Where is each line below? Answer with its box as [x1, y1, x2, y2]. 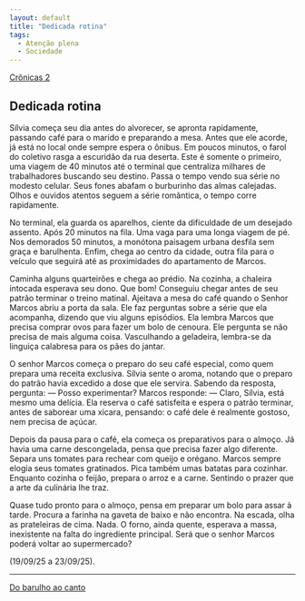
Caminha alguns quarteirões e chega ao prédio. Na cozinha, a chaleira [9, 273, 272, 284]
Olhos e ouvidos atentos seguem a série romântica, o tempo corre [9, 190, 257, 201]
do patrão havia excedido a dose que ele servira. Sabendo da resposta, [9, 378, 277, 389]
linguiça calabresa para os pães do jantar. [9, 340, 166, 351]
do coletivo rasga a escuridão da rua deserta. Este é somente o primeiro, [9, 151, 282, 162]
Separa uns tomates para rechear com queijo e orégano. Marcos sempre [9, 453, 281, 464]
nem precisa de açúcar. [9, 416, 98, 427]
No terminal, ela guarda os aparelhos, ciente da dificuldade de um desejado [9, 217, 293, 228]
